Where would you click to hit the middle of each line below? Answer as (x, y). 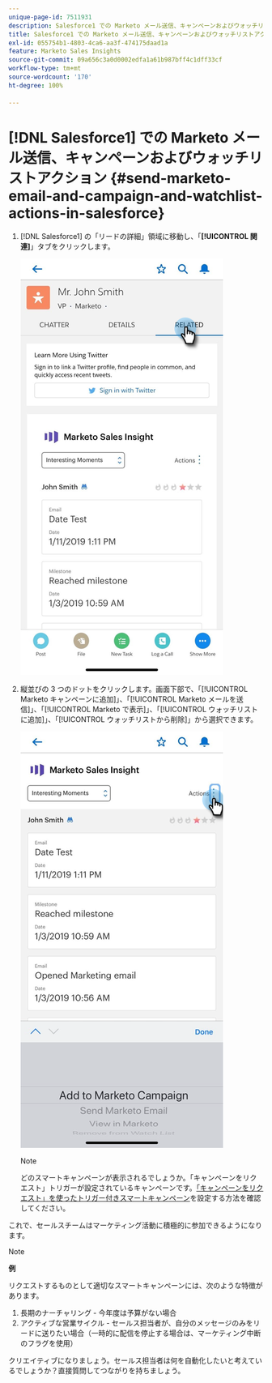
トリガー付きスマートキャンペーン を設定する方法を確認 (169, 1198)
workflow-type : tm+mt (45, 69)
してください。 (45, 1208)
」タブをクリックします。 (72, 246)
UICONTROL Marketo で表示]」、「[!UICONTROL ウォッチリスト (154, 710)
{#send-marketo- (171, 178)
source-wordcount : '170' (50, 77)
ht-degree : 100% (36, 85)
